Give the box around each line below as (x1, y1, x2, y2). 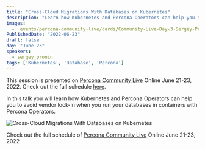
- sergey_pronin (12, 54, 53, 60)
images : (6, 20, 26, 26)
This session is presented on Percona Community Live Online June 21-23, (6, 77, 192, 84)
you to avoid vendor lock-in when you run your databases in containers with (6, 101, 198, 108)
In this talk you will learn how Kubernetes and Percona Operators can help (6, 95, 193, 102)
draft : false (6, 37, 40, 43)
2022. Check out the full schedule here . (6, 83, 106, 90)
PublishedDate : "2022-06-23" (6, 32, 81, 38)
